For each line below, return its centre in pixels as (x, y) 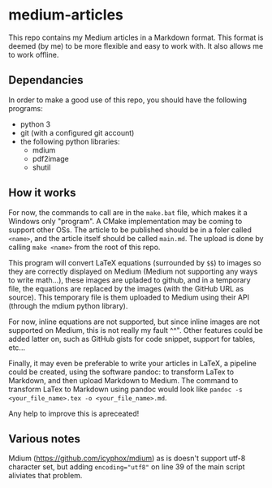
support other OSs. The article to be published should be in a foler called (130, 230)
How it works (42, 193)
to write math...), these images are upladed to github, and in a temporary (130, 280)
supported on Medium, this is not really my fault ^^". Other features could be (136, 330)
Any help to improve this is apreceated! (74, 413)
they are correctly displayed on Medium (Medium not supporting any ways (133, 271)
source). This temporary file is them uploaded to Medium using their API (129, 297)
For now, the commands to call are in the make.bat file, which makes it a (128, 212)
